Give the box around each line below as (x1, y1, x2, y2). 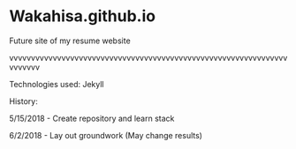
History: (9, 95, 38, 107)
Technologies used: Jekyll (9, 78, 104, 89)
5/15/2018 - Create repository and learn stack (9, 113, 175, 123)
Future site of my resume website (9, 35, 131, 46)
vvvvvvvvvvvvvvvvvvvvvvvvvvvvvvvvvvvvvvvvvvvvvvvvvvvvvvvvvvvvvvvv (9, 52, 288, 63)
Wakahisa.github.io (9, 6, 156, 26)
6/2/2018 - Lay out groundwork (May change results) (9, 130, 203, 140)
